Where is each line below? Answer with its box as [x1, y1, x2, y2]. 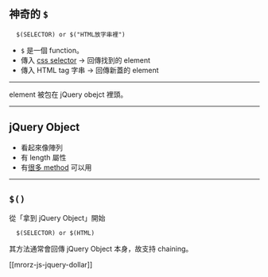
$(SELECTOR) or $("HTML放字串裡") [16, 30, 126, 38]
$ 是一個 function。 [20, 45, 84, 55]
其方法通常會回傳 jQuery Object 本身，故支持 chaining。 [9, 244, 193, 254]
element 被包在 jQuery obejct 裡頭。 [9, 90, 128, 99]
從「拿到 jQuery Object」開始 [9, 214, 106, 223]
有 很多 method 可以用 [20, 162, 92, 172]
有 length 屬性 [20, 152, 67, 162]
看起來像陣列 [20, 142, 63, 152]
